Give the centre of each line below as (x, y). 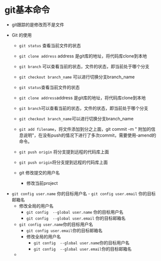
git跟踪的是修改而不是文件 (38, 25)
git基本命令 (27, 10)
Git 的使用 (22, 35)
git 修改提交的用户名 (39, 173)
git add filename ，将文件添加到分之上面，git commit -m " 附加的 (85, 129)
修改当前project (42, 183)
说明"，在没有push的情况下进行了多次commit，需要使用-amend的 (90, 135)
